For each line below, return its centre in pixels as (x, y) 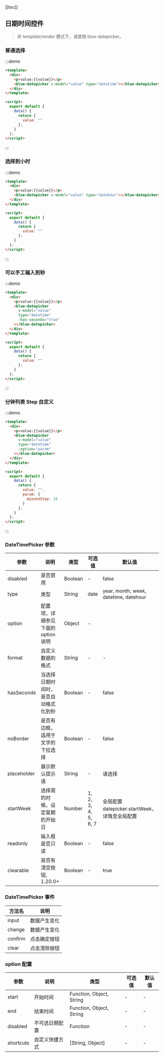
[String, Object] (87, 1043)
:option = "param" (34, 449)
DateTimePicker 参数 (30, 545)
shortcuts (18, 1043)
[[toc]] (11, 7)
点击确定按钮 (45, 939)
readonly (18, 844)
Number (73, 808)
